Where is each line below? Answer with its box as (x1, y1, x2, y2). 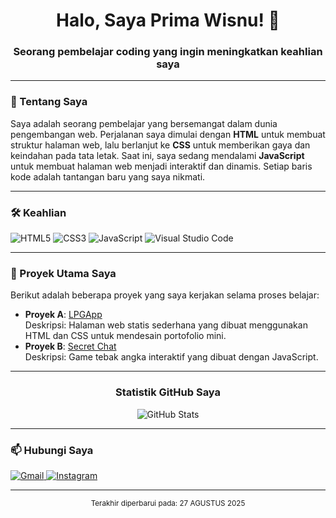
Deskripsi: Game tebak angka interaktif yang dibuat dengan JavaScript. (24, 351, 319, 363)
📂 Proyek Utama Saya (10, 267, 117, 280)
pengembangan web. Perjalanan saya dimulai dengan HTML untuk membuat (10, 128, 326, 140)
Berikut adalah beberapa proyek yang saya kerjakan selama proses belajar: (10, 289, 320, 301)
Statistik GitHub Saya (114, 385, 222, 399)
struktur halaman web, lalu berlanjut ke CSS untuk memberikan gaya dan (10, 139, 311, 151)
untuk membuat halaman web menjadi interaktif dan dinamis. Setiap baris (10, 160, 313, 172)
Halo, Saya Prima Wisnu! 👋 (56, 9, 280, 32)
